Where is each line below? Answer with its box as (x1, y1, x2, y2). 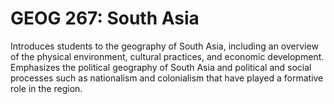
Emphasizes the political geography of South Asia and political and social (10, 61, 312, 73)
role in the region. (10, 82, 83, 94)
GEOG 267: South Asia (10, 7, 200, 30)
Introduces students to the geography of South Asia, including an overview (10, 40, 319, 52)
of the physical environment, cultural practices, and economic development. (10, 50, 325, 62)
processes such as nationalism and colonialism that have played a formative (10, 72, 324, 84)
